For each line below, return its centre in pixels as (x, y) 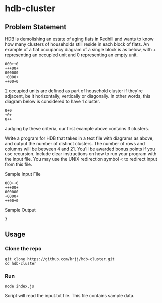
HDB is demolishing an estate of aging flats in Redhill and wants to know (79, 39)
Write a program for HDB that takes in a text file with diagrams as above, (79, 138)
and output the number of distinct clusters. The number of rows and (75, 143)
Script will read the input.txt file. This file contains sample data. (70, 295)
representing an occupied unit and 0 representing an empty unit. (72, 55)
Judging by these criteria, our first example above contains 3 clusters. (77, 128)
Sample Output (21, 210)
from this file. (19, 164)
